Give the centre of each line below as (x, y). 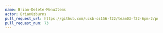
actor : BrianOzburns (26, 14)
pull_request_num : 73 (27, 23)
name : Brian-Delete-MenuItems (36, 9)
